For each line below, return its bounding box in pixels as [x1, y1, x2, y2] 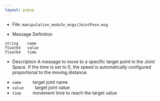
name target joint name [12, 79, 68, 85]
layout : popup [5, 7, 35, 13]
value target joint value [12, 84, 70, 90]
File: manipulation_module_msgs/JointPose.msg [12, 21, 109, 27]
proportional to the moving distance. [12, 69, 88, 75]
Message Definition [12, 31, 53, 37]
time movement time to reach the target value [12, 89, 117, 96]
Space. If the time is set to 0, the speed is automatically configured [12, 64, 151, 70]
